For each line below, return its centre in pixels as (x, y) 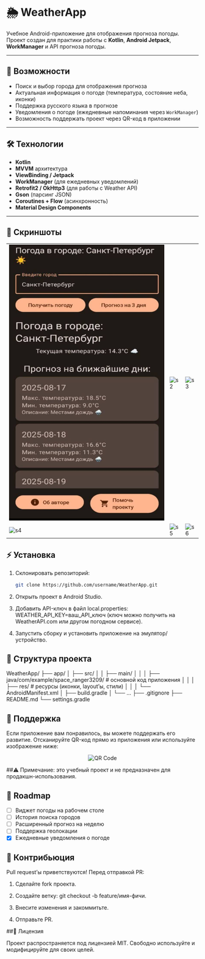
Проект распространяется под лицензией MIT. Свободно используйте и (101, 943)
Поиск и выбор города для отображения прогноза (81, 86)
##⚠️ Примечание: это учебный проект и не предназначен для (88, 770)
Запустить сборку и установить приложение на (77, 633)
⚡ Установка (31, 555)
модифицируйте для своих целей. (50, 950)
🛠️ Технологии (35, 144)
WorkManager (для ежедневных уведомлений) (77, 181)
